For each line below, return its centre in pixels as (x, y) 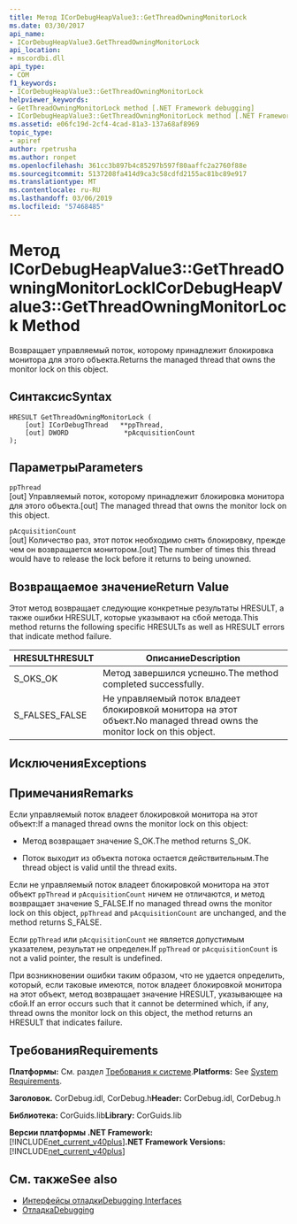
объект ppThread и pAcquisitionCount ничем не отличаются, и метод (137, 894)
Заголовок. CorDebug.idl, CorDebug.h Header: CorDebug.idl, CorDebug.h (145, 1098)
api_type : (27, 67)
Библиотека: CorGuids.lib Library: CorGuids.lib (95, 1115)
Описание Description (193, 658)
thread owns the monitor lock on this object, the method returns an (131, 1013)
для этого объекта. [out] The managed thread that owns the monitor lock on (148, 506)
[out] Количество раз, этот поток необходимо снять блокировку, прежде (147, 540)
